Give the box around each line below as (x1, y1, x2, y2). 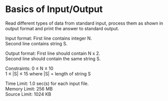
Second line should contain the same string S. (5, 55, 101, 61)
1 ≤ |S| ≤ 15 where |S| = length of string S (5, 70, 91, 76)
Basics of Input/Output (5, 4, 103, 15)
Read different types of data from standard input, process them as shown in (5, 20, 163, 26)
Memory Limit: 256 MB (5, 85, 53, 91)
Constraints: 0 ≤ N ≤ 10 (5, 65, 54, 71)
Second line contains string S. (5, 40, 68, 46)
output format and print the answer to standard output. (5, 25, 119, 31)
